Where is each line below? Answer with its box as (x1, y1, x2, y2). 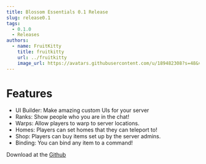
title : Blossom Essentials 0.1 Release (6, 9, 109, 15)
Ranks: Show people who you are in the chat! (15, 113, 130, 121)
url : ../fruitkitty (17, 54, 67, 61)
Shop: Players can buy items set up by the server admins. (15, 133, 161, 140)
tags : (6, 20, 20, 26)
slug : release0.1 (6, 15, 51, 21)
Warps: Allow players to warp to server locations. (15, 120, 140, 127)
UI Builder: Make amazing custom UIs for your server (15, 106, 150, 114)
